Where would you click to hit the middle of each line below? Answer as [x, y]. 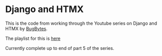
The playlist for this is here [33, 38]
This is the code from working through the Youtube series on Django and [81, 23]
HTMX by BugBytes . [26, 28]
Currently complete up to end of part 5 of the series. [60, 48]
